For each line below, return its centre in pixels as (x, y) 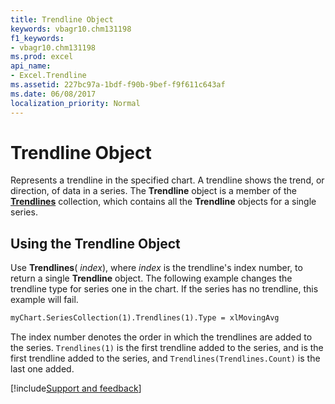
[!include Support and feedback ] (76, 388)
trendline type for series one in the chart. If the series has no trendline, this (164, 289)
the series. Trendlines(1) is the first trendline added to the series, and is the (167, 348)
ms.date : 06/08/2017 (53, 94)
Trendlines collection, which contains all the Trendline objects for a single (163, 202)
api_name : (31, 66)
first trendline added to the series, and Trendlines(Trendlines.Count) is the (165, 358)
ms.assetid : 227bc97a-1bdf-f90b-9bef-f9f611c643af (118, 85)
